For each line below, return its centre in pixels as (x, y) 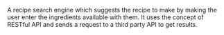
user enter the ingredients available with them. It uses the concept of (105, 17)
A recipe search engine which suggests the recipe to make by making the (112, 10)
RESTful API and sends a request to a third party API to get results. (102, 24)
